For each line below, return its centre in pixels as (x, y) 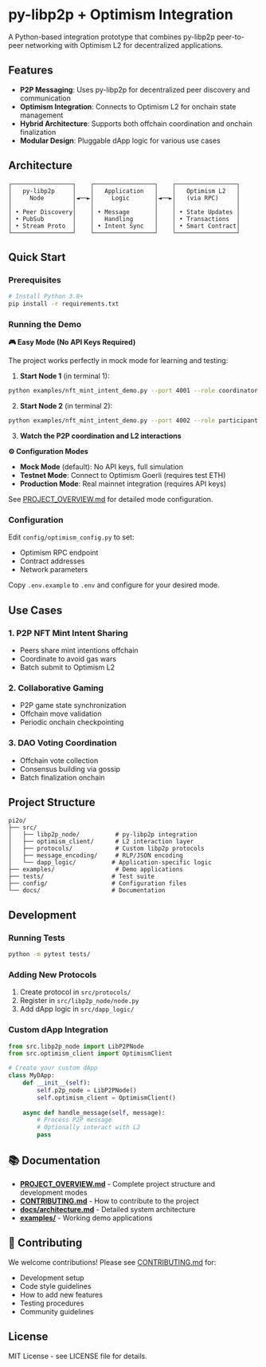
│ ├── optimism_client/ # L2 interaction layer (101, 842)
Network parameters (54, 570)
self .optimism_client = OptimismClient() (107, 1098)
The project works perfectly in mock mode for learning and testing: (118, 361)
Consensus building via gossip (70, 768)
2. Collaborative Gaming (56, 688)
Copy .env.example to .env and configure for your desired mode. (114, 585)
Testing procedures (52, 1303)
